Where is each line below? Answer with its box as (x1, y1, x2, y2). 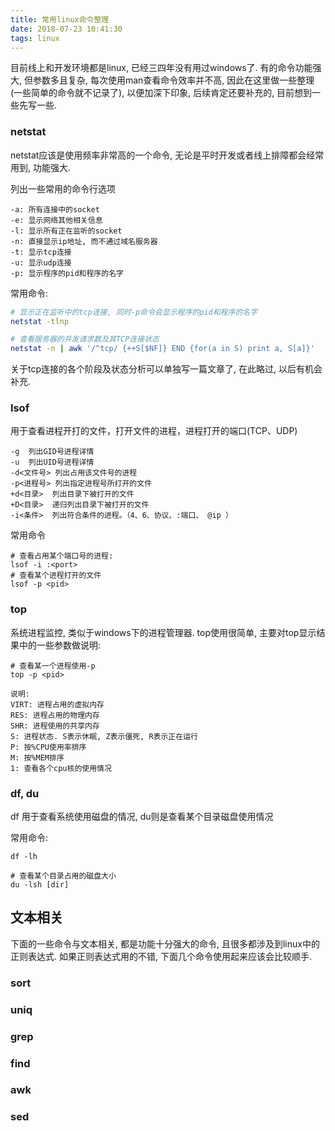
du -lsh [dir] (10, 880, 70, 890)
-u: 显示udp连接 (10, 257, 72, 268)
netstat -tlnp (10, 316, 70, 326)
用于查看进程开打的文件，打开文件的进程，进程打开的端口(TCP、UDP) (10, 425, 298, 437)
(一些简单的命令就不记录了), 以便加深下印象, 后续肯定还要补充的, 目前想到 (10, 87, 313, 99)
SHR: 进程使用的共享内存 (10, 721, 100, 731)
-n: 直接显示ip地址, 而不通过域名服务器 (10, 236, 158, 246)
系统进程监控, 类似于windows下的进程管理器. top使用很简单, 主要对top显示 (10, 626, 317, 638)
